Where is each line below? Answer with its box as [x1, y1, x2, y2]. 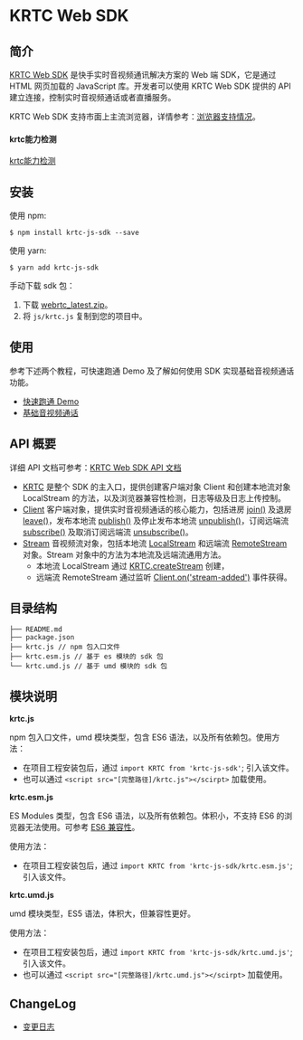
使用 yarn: [9, 245, 47, 256]
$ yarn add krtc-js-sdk [9, 263, 99, 272]
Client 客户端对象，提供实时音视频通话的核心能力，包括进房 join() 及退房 [22, 504, 292, 515]
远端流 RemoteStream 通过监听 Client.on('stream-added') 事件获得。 [35, 572, 292, 582]
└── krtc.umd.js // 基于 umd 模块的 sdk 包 [9, 662, 167, 671]
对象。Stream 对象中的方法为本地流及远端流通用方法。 [22, 549, 226, 560]
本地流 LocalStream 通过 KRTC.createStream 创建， [35, 560, 230, 571]
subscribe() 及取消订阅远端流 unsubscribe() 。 [22, 526, 194, 537]
